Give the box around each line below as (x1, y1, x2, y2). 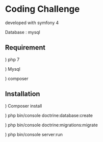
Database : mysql (5, 29, 40, 35)
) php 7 (5, 57, 20, 62)
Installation (5, 90, 40, 98)
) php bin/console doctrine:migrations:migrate (5, 122, 98, 128)
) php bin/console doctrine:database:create (5, 112, 93, 118)
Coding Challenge (5, 3, 80, 15)
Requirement (5, 43, 46, 52)
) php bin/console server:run (5, 131, 63, 137)
